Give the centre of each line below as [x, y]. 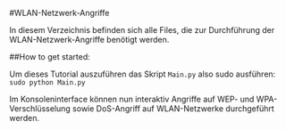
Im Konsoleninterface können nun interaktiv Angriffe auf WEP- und [132, 99]
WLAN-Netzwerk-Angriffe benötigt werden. [89, 40]
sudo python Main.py [48, 83]
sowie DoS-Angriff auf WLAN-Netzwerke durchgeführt [173, 109]
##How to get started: [50, 57]
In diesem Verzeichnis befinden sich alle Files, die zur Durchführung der [142, 30]
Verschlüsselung [40, 109]
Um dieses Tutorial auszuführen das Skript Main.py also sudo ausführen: [143, 74]
